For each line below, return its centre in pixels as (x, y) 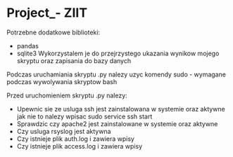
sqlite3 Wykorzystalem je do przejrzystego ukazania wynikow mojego (118, 53)
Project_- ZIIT (47, 13)
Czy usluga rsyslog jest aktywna (64, 131)
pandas (28, 46)
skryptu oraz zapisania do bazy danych (74, 60)
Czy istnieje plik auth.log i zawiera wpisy (76, 139)
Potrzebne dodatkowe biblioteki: (53, 32)
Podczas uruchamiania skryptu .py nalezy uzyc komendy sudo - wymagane (116, 74)
